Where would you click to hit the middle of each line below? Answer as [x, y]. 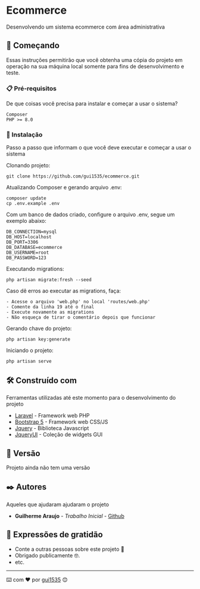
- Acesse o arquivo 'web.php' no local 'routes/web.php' [78, 302]
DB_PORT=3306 [22, 242]
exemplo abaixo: [26, 221]
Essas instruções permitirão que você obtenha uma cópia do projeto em [94, 60]
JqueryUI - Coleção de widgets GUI [59, 435]
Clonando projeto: [28, 166]
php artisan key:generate [38, 339]
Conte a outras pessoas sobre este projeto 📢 [70, 549]
